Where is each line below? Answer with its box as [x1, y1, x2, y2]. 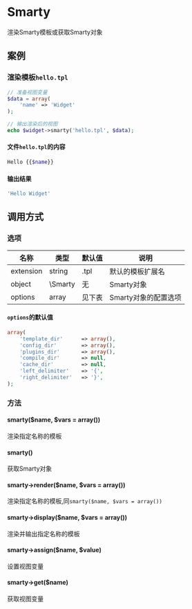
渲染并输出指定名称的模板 [7, 529, 80, 538]
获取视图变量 [7, 594, 44, 603]
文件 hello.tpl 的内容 [7, 143, 66, 151]
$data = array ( [7, 95, 51, 102]
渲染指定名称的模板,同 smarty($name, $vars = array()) [7, 497, 162, 505]
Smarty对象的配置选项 [109, 292, 182, 302]
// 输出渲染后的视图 [7, 120, 58, 128]
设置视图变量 [7, 562, 44, 570]
